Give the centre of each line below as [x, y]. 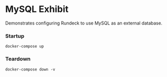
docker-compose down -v [30, 69]
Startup [15, 36]
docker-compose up [25, 46]
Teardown [18, 59]
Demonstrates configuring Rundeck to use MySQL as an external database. [84, 23]
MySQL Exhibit [37, 9]
